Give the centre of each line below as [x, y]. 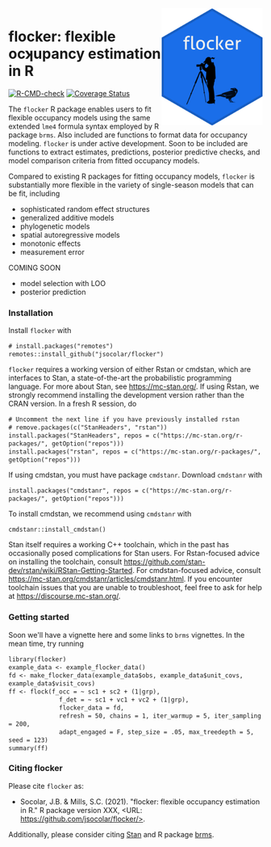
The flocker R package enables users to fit [80, 109]
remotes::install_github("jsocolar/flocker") [86, 355]
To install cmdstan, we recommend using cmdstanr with [100, 514]
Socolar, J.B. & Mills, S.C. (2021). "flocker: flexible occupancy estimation [140, 801]
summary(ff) [28, 748]
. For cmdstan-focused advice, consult [196, 571]
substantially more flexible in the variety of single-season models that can [131, 184]
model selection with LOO [63, 283]
